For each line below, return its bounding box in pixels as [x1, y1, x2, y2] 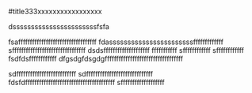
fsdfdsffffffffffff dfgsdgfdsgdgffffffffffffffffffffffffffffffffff [8, 54, 184, 63]
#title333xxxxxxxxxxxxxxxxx [8, 7, 102, 16]
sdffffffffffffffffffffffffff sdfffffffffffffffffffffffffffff [8, 69, 153, 78]
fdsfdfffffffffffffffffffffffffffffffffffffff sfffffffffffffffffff [8, 78, 165, 87]
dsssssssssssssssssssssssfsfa [8, 22, 109, 31]
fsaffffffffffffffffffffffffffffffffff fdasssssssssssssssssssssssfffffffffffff [8, 37, 224, 46]
